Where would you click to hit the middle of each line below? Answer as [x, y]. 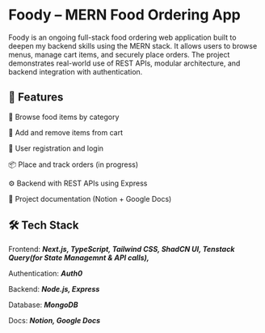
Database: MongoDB [43, 305]
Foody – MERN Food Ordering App [124, 15]
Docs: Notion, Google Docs [55, 320]
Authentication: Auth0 [46, 273]
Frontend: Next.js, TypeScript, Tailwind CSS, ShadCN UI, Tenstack [122, 249]
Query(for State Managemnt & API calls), [79, 258]
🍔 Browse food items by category [64, 117]
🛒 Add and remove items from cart [66, 132]
